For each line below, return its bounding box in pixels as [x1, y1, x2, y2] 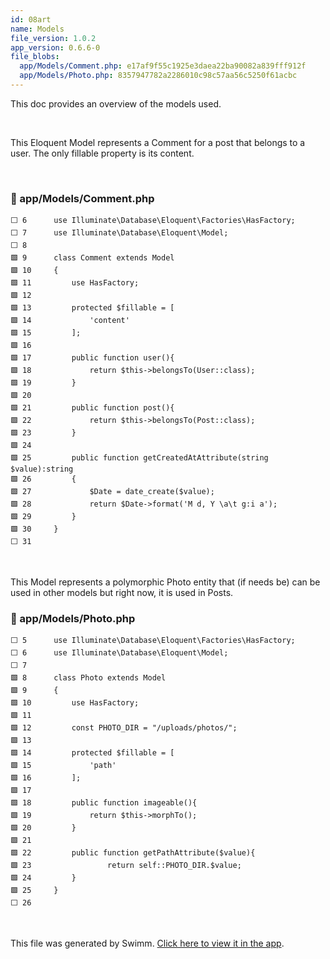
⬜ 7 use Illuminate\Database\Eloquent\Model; [10, 228, 229, 238]
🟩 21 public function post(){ [10, 403, 175, 413]
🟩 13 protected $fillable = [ [10, 303, 175, 313]
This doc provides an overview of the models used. [10, 97, 222, 110]
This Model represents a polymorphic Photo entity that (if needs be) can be [10, 576, 321, 588]
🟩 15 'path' [10, 761, 117, 771]
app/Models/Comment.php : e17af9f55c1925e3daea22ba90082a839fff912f [19, 61, 307, 71]
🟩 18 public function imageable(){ [10, 798, 198, 808]
